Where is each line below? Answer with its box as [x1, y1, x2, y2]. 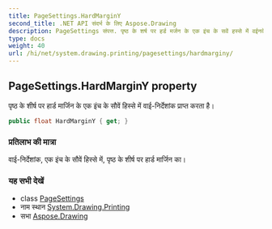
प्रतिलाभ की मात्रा [8, 136, 57, 147]
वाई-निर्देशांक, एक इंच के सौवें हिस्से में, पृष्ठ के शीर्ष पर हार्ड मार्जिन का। [8, 155, 186, 164]
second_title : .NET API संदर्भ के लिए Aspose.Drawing [8, 19, 176, 28]
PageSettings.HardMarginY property [8, 79, 198, 93]
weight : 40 [8, 42, 45, 50]
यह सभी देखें [8, 175, 45, 186]
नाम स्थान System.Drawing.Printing [19, 202, 130, 212]
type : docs [8, 34, 45, 43]
